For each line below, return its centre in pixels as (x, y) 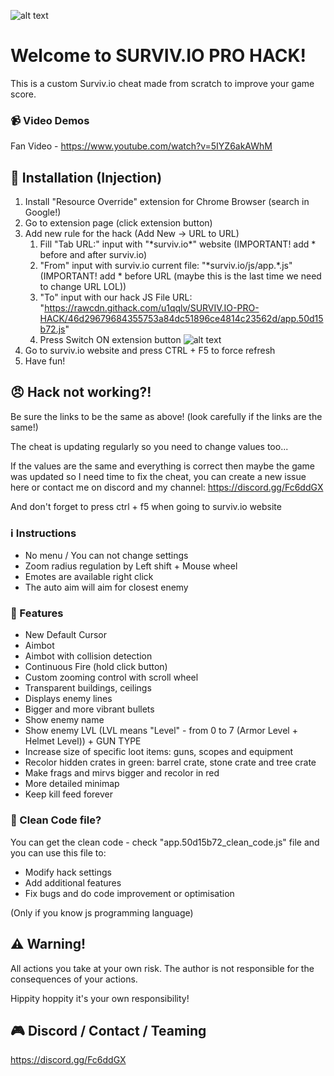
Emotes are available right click (89, 577)
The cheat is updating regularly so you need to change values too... (149, 446)
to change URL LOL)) (83, 287)
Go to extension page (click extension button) (118, 223)
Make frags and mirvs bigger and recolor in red (122, 773)
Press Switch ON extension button (110, 340)
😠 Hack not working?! (81, 392)
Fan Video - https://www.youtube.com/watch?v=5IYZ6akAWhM (141, 146)
